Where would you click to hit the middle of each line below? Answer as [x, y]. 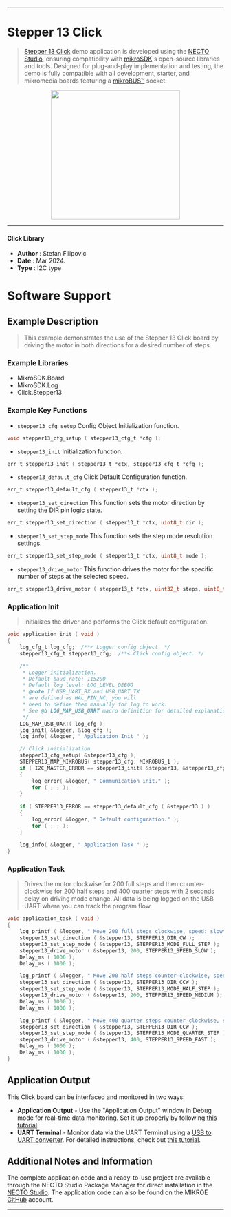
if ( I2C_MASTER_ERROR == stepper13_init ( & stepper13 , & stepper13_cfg [123, 768]
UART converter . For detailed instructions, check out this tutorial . [109, 1139]
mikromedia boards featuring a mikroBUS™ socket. [95, 81]
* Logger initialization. [59, 673]
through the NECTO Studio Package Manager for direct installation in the [110, 1185]
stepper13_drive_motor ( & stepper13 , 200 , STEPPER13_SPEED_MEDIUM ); [121, 995]
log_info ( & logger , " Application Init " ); [84, 737]
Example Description [53, 321]
